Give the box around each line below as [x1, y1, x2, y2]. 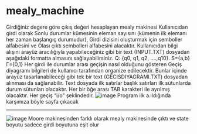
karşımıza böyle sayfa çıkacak [6, 98, 79, 105]
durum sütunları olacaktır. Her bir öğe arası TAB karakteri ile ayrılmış [6, 85, 170, 92]
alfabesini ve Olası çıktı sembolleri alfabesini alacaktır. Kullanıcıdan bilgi [6, 42, 178, 49]
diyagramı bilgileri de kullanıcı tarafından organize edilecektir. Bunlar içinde [6, 67, 187, 74]
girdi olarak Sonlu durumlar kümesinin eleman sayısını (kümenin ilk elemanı [6, 29, 187, 36]
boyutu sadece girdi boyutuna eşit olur [6, 121, 100, 128]
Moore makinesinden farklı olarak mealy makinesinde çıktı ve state [28, 115, 189, 122]
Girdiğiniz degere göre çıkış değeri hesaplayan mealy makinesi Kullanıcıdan [6, 23, 188, 30]
